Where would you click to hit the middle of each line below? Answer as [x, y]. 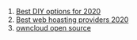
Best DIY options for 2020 [58, 11]
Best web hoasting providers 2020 [72, 20]
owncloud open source [53, 28]
